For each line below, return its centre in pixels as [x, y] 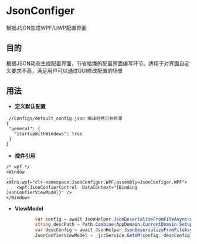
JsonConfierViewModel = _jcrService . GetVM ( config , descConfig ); [115, 236]
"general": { [25, 128]
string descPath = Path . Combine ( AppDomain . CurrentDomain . [107, 225]
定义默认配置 [30, 106]
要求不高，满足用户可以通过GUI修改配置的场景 [67, 70]
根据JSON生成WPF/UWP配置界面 [46, 28]
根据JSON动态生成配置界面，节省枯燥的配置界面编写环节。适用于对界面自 [95, 63]
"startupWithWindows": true [48, 134]
